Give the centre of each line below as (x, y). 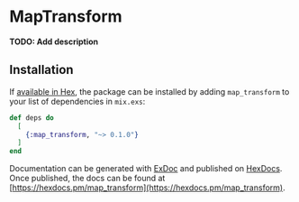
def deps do (32, 118)
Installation (41, 70)
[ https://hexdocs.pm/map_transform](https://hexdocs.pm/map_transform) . (147, 188)
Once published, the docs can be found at (87, 179)
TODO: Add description (54, 41)
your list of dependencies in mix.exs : (77, 101)
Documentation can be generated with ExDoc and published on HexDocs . (146, 169)
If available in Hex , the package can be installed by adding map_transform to (149, 91)
